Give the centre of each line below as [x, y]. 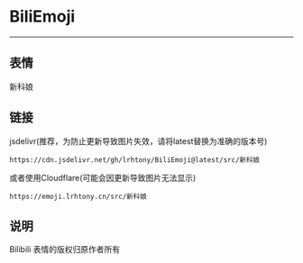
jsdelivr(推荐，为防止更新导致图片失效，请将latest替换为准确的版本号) [138, 141]
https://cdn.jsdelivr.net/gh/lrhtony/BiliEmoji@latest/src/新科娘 [134, 159]
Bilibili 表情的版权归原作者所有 [65, 249]
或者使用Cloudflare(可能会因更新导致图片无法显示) [103, 177]
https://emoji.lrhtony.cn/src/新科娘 [78, 196]
